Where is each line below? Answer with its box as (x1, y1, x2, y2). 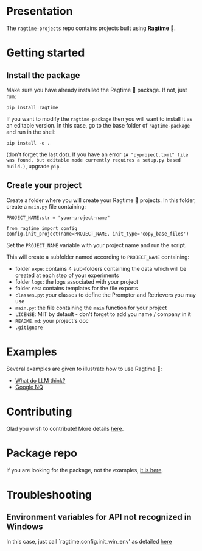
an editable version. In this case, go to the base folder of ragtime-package (6, 121, 190, 129)
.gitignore (15, 325, 43, 331)
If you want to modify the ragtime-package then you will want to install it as (6, 115, 193, 123)
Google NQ (15, 383, 44, 391)
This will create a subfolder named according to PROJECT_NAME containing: (6, 253, 190, 261)
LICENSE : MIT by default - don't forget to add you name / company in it (15, 310, 192, 318)
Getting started (6, 46, 85, 60)
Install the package (6, 70, 80, 81)
